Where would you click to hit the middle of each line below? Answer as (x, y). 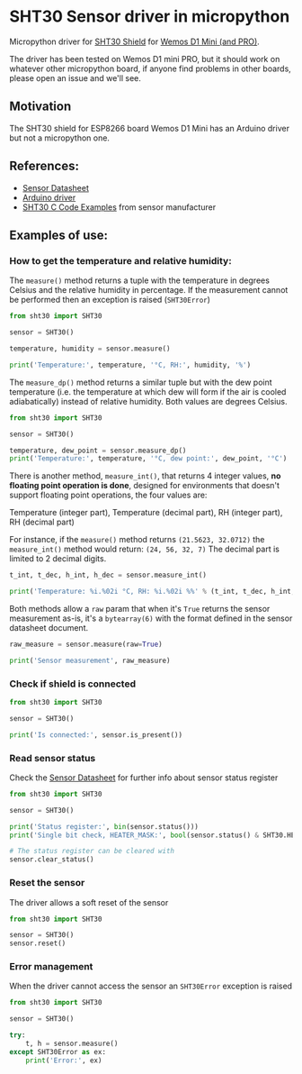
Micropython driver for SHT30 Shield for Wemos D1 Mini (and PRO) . (135, 41)
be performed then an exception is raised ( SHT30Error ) (110, 300)
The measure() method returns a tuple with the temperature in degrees (139, 280)
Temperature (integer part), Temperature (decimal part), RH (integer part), (146, 513)
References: (44, 166)
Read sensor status (53, 758)
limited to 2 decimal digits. (58, 559)
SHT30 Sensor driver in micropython (150, 17)
